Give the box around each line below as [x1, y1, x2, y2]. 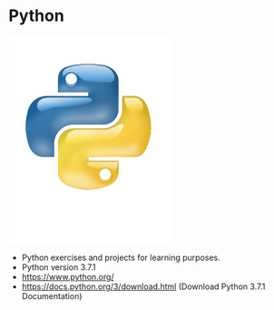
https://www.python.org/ [21, 271, 114, 282]
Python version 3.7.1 [21, 261, 96, 273]
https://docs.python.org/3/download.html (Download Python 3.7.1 [21, 281, 266, 292]
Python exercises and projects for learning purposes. [21, 252, 221, 263]
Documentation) [21, 290, 83, 301]
